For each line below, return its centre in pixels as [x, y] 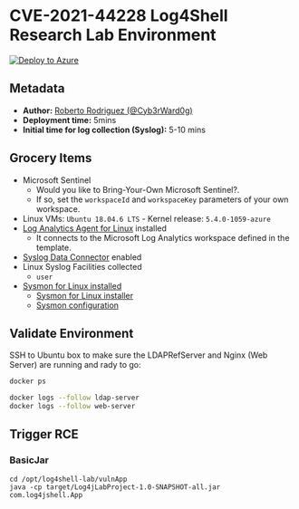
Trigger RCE [44, 434]
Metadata [37, 88]
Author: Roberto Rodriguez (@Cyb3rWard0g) [107, 110]
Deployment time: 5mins [69, 120]
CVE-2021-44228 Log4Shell [119, 16]
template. [53, 247]
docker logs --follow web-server [72, 407]
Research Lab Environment [113, 35]
